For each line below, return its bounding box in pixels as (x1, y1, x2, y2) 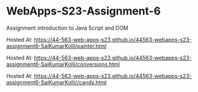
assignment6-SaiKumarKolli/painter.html (6, 42, 107, 50)
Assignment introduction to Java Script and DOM (6, 24, 128, 31)
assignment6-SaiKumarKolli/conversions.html (6, 61, 120, 68)
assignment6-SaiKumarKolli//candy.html (6, 79, 107, 86)
